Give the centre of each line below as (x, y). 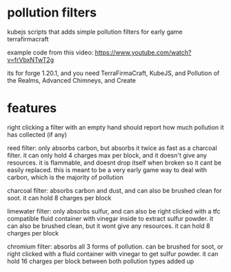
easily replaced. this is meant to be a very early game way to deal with (107, 169)
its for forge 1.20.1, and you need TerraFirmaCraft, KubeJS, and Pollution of (113, 73)
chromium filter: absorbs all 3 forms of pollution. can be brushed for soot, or (115, 247)
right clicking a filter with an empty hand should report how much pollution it (115, 127)
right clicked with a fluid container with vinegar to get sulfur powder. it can (113, 253)
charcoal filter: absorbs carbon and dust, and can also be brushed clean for (114, 190)
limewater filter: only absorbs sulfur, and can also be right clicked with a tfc (114, 211)
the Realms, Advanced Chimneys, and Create (72, 80)
